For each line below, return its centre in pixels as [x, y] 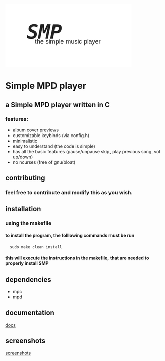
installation [23, 209]
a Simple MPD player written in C [58, 104]
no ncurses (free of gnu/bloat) [44, 162]
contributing [25, 178]
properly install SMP [27, 263]
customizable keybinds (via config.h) [51, 135]
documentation [30, 313]
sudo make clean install [36, 247]
